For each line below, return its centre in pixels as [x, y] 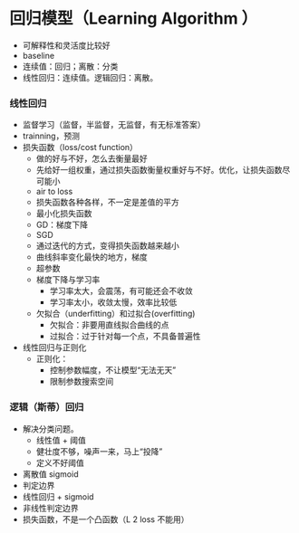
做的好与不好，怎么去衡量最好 [92, 158]
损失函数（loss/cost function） [80, 148]
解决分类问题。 [50, 428]
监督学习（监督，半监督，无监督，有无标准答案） [114, 125]
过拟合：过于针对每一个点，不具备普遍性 [125, 337]
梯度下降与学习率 [68, 280]
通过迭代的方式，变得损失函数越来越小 [107, 246]
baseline [39, 55]
